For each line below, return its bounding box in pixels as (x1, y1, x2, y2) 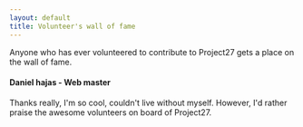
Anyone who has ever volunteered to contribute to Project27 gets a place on (9, 46, 295, 57)
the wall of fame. (9, 56, 73, 67)
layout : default (9, 13, 71, 23)
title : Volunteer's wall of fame (9, 22, 136, 31)
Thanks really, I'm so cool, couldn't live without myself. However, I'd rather (9, 97, 288, 108)
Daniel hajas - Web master (9, 77, 112, 88)
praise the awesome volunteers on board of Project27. (9, 106, 212, 118)
